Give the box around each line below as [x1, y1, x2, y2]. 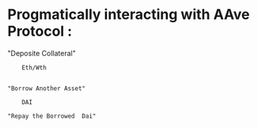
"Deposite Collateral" [7, 48, 76, 58]
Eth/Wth [21, 63, 47, 72]
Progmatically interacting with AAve [7, 6, 250, 24]
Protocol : [7, 22, 73, 40]
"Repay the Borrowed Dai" [7, 112, 97, 120]
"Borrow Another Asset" [7, 85, 86, 92]
